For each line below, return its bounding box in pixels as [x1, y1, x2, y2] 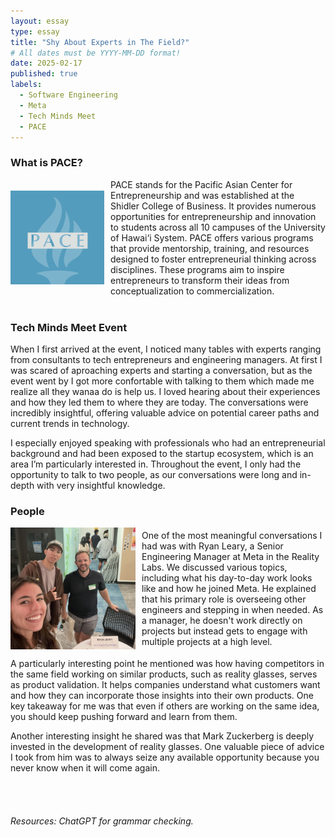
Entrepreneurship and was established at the [110, 189, 295, 201]
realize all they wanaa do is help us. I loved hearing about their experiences [10, 385, 321, 397]
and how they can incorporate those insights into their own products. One [10, 689, 314, 701]
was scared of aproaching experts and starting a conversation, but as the [10, 364, 313, 376]
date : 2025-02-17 [10, 58, 83, 69]
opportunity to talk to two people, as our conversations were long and [10, 468, 298, 480]
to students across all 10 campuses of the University [110, 221, 326, 233]
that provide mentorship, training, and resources [110, 242, 310, 254]
